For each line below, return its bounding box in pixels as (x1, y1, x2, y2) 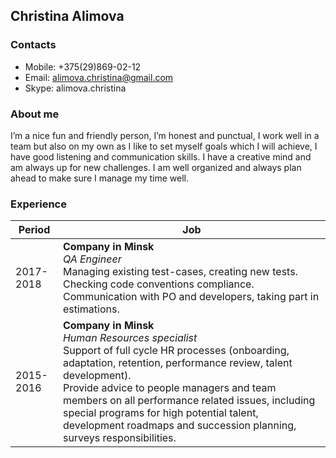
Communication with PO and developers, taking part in (62, 290, 320, 304)
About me (10, 107, 60, 121)
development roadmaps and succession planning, (62, 419, 297, 433)
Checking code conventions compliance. (62, 277, 255, 291)
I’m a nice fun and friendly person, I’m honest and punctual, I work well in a (10, 129, 320, 141)
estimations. (62, 302, 120, 316)
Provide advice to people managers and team (62, 381, 277, 395)
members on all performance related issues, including (62, 394, 316, 408)
